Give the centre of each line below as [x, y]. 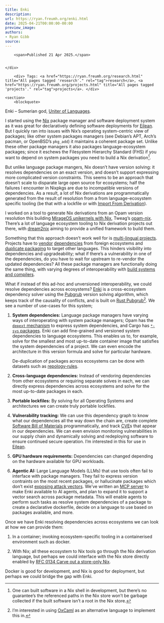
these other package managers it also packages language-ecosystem [75, 146]
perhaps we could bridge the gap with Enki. [49, 577]
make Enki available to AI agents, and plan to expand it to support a [80, 492]
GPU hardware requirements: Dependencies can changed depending [82, 456]
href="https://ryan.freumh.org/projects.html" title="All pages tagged [79, 85]
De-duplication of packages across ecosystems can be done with [78, 361]
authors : [14, 32]
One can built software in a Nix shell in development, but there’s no [79, 591]
